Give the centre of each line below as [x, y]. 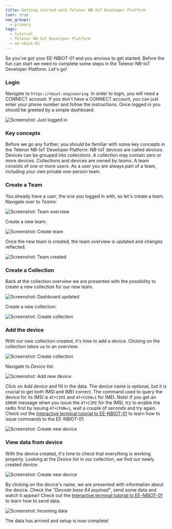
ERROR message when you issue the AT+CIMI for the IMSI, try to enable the [83, 403]
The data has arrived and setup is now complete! [57, 521]
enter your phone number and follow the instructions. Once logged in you [83, 105]
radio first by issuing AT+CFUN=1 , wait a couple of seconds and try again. [81, 408]
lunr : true [17, 15]
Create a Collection [30, 270]
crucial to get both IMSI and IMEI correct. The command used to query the [84, 392]
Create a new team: [26, 221]
